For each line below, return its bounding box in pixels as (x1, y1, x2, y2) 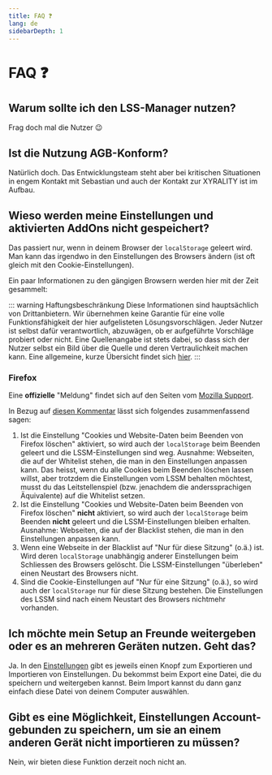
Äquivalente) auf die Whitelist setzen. (19, 491, 145, 501)
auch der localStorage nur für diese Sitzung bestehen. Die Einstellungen (19, 586, 264, 596)
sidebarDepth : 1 (8, 27, 63, 35)
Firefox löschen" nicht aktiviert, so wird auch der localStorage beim (19, 508, 248, 518)
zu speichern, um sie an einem (63, 723, 222, 737)
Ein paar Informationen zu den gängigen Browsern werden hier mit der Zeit (8, 276, 259, 285)
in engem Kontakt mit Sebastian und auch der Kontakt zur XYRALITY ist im (8, 176, 258, 187)
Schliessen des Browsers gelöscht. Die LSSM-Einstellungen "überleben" (19, 560, 263, 570)
